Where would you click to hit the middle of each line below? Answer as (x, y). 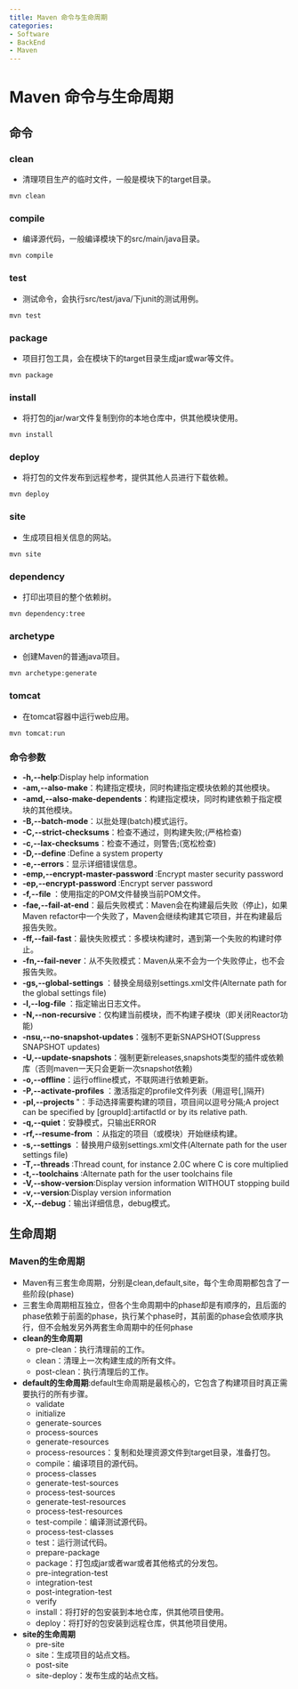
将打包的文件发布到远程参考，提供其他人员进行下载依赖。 (127, 478)
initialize (50, 1413)
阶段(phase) (52, 1293)
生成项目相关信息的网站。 (69, 537)
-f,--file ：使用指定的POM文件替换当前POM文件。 (114, 893)
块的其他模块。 (49, 810)
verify (46, 1601)
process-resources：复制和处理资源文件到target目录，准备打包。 (155, 1452)
